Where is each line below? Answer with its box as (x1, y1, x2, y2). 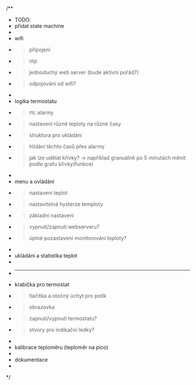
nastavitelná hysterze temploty (29, 201, 103, 207)
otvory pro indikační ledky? (29, 327, 94, 333)
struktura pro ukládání (29, 131, 82, 138)
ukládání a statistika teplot (14, 252, 78, 259)
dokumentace (14, 356, 48, 363)
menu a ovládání (14, 178, 54, 185)
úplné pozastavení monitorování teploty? (29, 235, 127, 241)
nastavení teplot (29, 189, 68, 196)
